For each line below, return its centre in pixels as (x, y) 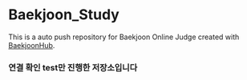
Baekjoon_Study (64, 15)
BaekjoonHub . (32, 45)
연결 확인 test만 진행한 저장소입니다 (73, 67)
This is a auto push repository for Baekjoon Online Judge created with (124, 37)
